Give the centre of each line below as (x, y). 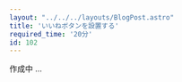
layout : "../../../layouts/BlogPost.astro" (92, 17)
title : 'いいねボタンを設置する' (64, 26)
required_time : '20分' (51, 34)
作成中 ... (26, 69)
